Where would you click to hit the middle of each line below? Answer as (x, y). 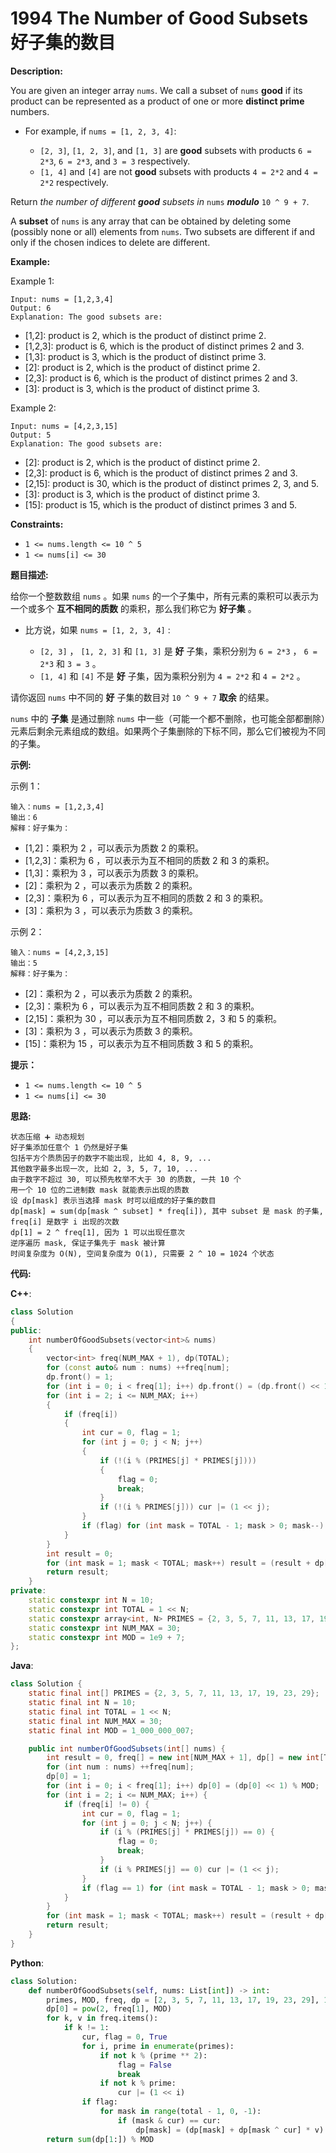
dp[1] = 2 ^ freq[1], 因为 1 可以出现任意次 (97, 1232)
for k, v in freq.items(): (102, 2018)
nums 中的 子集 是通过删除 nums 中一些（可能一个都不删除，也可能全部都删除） (168, 718)
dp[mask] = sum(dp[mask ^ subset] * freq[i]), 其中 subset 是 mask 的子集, (167, 1211)
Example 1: (32, 281)
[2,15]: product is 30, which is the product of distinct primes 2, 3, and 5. (172, 483)
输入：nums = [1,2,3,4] (57, 807)
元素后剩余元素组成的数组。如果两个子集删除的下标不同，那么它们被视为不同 (168, 731)
